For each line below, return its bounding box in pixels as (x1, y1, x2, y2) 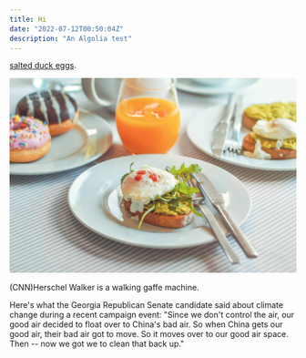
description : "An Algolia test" (9, 34, 132, 43)
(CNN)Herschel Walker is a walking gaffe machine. (9, 281, 199, 292)
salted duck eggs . (9, 60, 77, 71)
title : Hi (9, 15, 47, 24)
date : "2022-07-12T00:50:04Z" (9, 24, 125, 34)
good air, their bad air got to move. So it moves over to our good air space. (9, 328, 289, 339)
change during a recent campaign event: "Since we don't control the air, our (9, 309, 295, 320)
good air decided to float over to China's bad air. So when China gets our (9, 319, 283, 330)
